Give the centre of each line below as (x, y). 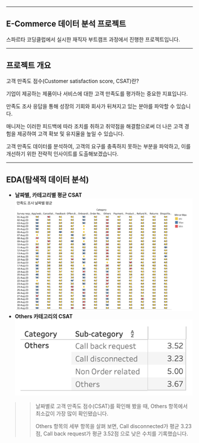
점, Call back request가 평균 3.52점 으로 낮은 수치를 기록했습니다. (112, 433)
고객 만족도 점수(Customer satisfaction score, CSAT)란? (73, 81)
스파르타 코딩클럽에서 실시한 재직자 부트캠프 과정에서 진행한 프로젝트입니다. (93, 39)
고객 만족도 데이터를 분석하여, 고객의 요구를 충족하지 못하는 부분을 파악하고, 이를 (99, 146)
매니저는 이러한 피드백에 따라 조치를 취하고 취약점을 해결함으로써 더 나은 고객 (95, 126)
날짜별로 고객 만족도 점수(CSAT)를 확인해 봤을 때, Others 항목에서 (111, 406)
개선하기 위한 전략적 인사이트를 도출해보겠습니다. (62, 154)
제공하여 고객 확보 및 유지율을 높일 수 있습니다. (70, 134)
